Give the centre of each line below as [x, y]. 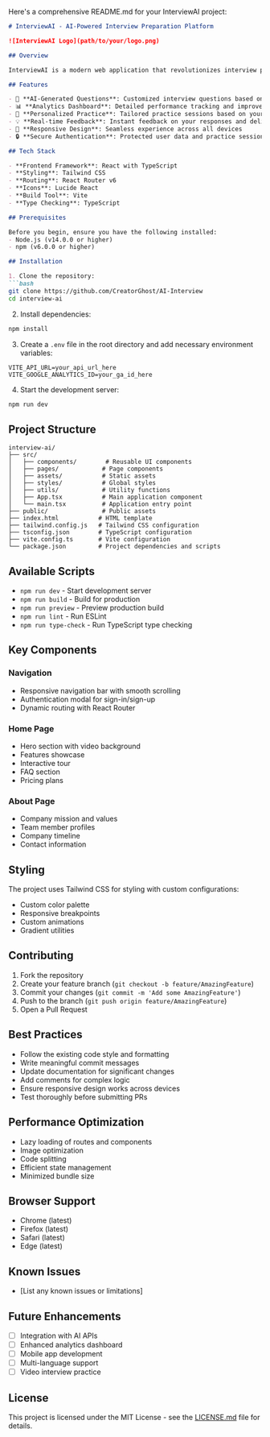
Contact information [53, 844]
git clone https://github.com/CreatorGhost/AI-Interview [106, 291]
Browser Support [52, 1201]
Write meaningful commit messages [80, 1062]
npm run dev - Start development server [86, 590]
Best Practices [45, 1035]
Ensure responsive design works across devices [100, 1088]
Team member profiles [57, 827]
